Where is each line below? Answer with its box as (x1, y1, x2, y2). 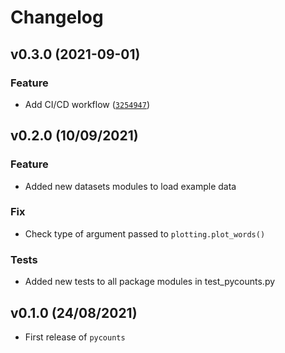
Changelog (10, 6, 104, 29)
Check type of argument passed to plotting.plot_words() (24, 227, 266, 240)
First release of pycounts (24, 331, 126, 343)
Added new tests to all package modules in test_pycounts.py (24, 276, 276, 288)
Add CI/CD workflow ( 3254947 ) (24, 98, 151, 110)
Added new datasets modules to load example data (24, 180, 237, 192)
